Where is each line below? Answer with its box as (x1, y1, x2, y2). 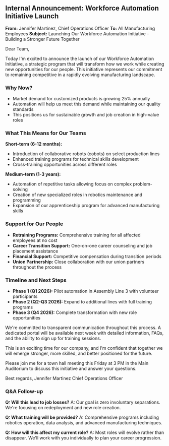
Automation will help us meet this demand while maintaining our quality (12, 101, 160, 107)
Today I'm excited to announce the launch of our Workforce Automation (5, 55, 154, 61)
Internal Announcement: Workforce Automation (5, 4, 159, 13)
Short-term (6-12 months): (5, 141, 62, 147)
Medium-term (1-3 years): (5, 171, 61, 177)
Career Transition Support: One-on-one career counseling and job (12, 242, 153, 248)
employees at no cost (12, 237, 58, 243)
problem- (133, 181, 152, 187)
